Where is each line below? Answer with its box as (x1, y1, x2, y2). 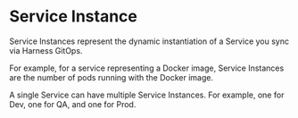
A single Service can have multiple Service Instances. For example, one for (9, 89, 285, 100)
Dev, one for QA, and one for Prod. (9, 98, 137, 109)
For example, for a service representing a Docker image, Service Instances (9, 63, 285, 73)
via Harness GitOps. (9, 45, 83, 55)
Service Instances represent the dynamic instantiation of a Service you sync (9, 36, 290, 46)
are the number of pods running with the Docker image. (9, 72, 214, 82)
